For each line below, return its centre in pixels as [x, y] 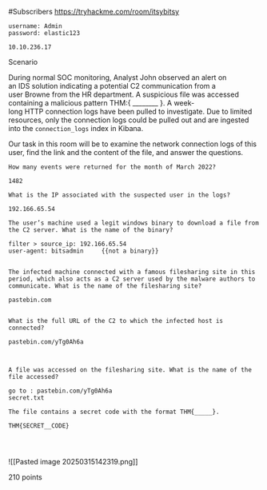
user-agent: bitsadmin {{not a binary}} [84, 251]
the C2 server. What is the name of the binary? [91, 230]
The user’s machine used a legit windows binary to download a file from [134, 223]
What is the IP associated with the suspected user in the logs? [119, 195]
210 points [25, 477]
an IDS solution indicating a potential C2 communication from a [112, 86]
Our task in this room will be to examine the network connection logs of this [133, 144]
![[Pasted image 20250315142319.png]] [73, 462]
